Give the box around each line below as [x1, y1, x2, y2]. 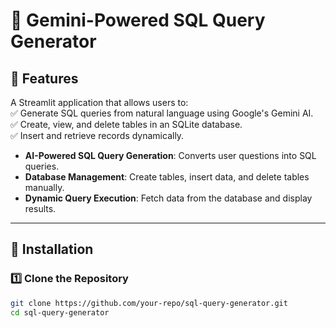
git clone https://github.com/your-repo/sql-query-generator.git [10, 298, 288, 308]
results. [24, 203, 57, 214]
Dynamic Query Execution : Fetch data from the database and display [24, 192, 313, 204]
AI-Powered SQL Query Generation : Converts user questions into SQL [24, 150, 317, 161]
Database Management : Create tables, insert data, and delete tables [24, 171, 310, 183]
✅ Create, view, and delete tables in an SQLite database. [10, 119, 243, 130]
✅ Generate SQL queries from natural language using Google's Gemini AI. [10, 107, 314, 119]
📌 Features [10, 70, 79, 87]
